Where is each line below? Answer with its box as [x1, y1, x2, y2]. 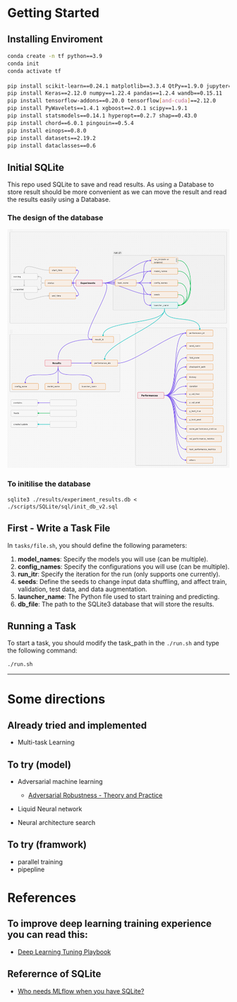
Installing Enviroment [7, 33, 104, 45]
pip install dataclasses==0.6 [7, 142, 97, 149]
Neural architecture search [17, 818, 96, 827]
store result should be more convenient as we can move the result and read [7, 188, 227, 196]
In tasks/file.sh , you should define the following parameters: [7, 541, 188, 549]
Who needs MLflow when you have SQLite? [17, 986, 145, 995]
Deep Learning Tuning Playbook [17, 948, 111, 956]
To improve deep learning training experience [7, 918, 212, 930]
